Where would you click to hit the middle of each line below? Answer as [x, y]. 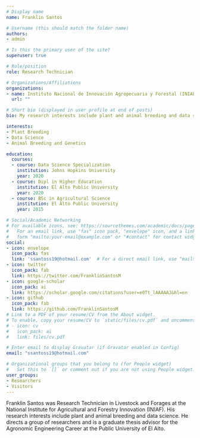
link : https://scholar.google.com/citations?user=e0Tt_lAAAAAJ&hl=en [99, 292]
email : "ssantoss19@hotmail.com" [48, 353]
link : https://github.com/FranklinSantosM [65, 309]
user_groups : [22, 375]
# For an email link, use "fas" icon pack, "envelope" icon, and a [94, 231]
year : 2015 [30, 210]
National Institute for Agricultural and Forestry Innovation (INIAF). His [90, 409]
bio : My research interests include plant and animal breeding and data [98, 116]
